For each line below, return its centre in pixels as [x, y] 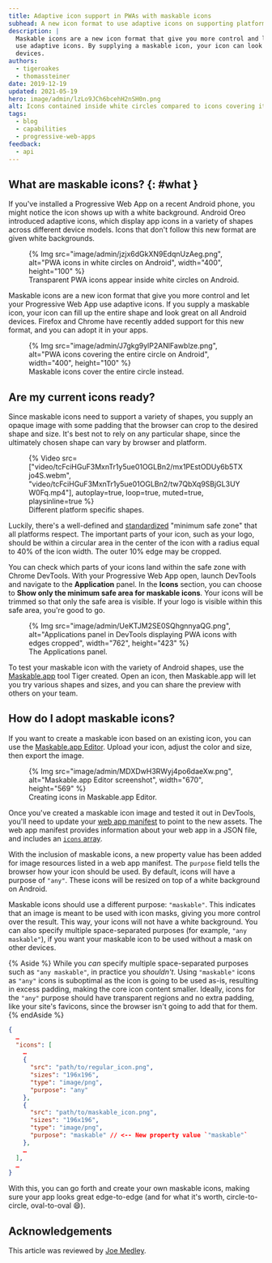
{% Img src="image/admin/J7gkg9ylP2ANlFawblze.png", [123, 346]
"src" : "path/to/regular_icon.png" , [91, 1068]
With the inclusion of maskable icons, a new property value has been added [135, 854]
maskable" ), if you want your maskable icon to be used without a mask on [130, 939]
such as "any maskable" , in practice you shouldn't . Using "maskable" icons [132, 972]
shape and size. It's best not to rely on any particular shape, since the [124, 434]
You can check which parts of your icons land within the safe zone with [127, 567]
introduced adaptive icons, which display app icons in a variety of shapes [131, 221]
